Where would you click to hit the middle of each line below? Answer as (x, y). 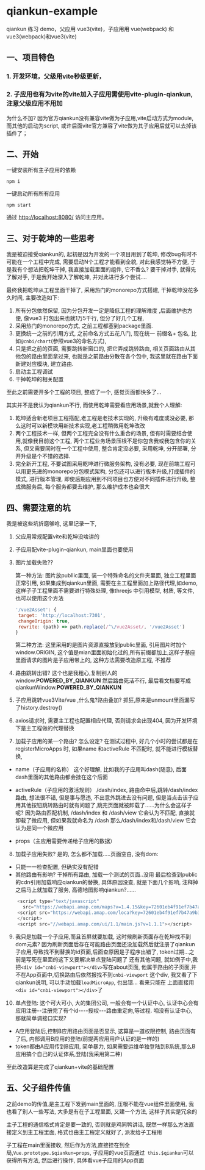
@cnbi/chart (36, 342)
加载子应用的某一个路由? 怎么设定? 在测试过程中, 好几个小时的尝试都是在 (106, 741)
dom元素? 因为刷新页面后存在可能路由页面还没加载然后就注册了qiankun (105, 944)
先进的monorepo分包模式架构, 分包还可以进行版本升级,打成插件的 (113, 471)
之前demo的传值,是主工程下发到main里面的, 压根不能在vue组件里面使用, (97, 1104)
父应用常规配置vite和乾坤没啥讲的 (57, 536)
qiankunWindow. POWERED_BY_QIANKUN (68, 688)
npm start (19, 205)
